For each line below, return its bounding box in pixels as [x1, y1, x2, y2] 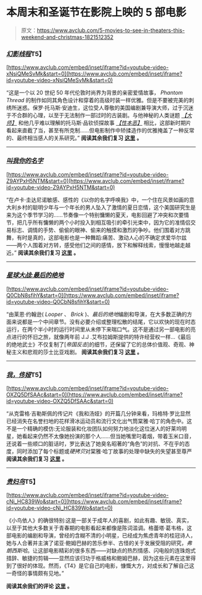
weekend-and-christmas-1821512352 [20, 33, 114, 40]
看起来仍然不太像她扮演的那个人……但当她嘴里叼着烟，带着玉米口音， [22, 433, 195, 440]
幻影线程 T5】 [6, 50, 45, 58]
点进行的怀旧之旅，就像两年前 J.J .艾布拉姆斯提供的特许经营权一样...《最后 [6, 333, 191, 340]
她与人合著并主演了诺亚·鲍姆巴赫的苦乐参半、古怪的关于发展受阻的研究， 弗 [6, 539, 192, 547]
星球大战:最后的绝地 [6, 271, 64, 280]
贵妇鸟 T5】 [6, 478, 39, 486]
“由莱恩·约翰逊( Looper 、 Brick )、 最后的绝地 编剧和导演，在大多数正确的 [6, 310, 188, 318]
